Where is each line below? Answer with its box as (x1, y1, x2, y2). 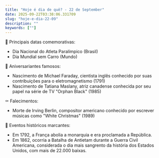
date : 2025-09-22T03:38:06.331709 (5, 12, 76, 17)
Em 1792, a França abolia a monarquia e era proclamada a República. (12, 132, 153, 138)
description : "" (5, 21, 38, 26)
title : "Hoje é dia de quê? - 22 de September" (5, 7, 105, 12)
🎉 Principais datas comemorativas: (5, 39, 75, 45)
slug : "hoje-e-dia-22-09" (5, 16, 58, 21)
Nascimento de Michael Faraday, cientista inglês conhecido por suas (12, 73, 152, 79)
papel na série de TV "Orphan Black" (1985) (12, 89, 101, 95)
